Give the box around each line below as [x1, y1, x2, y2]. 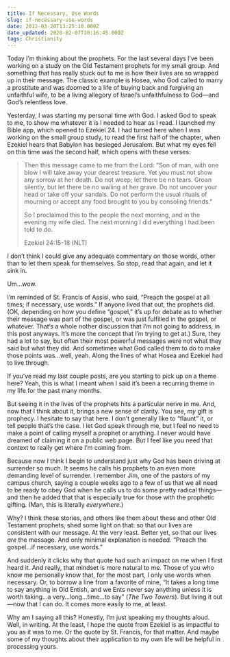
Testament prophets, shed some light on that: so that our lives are [7, 521, 193, 529]
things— [198, 486, 222, 494]
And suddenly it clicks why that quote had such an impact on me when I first [7, 556, 222, 564]
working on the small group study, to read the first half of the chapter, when [7, 133, 220, 141]
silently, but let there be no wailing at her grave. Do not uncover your [23, 183, 218, 191]
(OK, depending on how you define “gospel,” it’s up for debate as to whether [7, 308, 222, 316]
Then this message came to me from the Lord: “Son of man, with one [23, 161, 219, 169]
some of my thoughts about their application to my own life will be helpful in [7, 635, 221, 643]
